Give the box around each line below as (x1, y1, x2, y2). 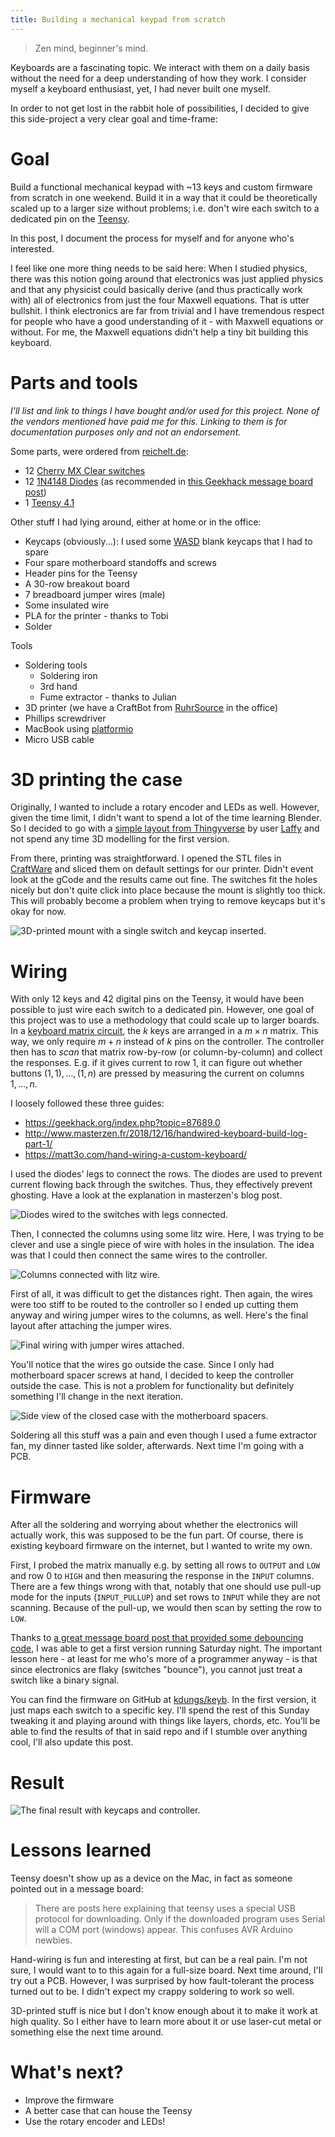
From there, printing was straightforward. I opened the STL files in (10, 852, 282, 865)
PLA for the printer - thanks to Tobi (24, 609, 169, 621)
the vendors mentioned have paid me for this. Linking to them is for (10, 415, 288, 427)
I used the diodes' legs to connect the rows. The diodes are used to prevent (10, 1168, 323, 1180)
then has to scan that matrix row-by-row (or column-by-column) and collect (10, 1046, 323, 1058)
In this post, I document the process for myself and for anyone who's (10, 232, 295, 244)
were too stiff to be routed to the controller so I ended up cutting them (10, 1299, 299, 1311)
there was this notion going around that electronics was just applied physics (10, 272, 324, 285)
